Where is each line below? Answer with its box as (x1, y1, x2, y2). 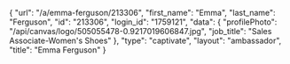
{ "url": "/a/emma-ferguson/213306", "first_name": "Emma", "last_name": (9, 8, 277, 18)
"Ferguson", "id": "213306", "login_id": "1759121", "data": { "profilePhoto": (9, 17, 278, 27)
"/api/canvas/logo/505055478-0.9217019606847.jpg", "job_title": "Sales (9, 26, 272, 36)
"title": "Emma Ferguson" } (9, 45, 106, 55)
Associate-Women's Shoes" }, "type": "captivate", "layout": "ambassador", (9, 35, 282, 46)
